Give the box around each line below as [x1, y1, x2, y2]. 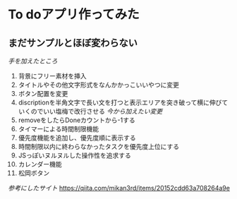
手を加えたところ [8, 57, 58, 65]
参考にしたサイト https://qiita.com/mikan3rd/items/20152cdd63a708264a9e [8, 184, 230, 192]
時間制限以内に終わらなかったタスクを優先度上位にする [18, 143, 179, 150]
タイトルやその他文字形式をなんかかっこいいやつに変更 [18, 80, 179, 89]
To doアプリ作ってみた [8, 6, 140, 23]
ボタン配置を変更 [18, 90, 68, 97]
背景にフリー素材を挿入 [18, 72, 87, 80]
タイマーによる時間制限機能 [18, 125, 99, 133]
